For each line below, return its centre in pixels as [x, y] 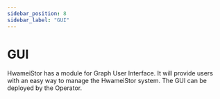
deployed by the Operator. [44, 88]
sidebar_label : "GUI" [39, 20]
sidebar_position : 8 [37, 13]
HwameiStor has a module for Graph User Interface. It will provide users [110, 73]
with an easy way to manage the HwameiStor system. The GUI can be [107, 81]
